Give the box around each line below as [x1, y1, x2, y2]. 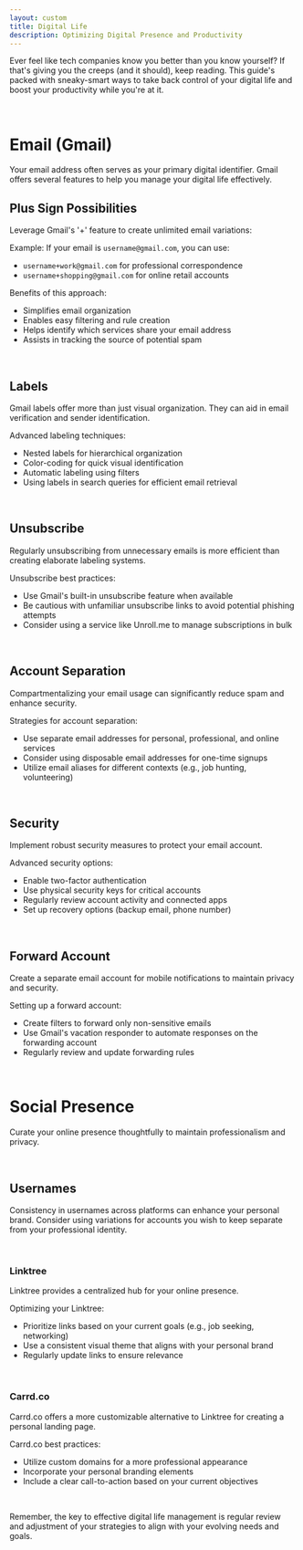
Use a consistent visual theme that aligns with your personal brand [22, 1340, 274, 1351]
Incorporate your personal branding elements [22, 1466, 194, 1477]
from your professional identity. [9, 1224, 128, 1235]
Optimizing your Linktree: [9, 1303, 105, 1314]
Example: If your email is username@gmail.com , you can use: [9, 243, 230, 254]
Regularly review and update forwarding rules [22, 1047, 194, 1058]
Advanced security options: [9, 857, 114, 868]
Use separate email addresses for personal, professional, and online [22, 732, 280, 744]
